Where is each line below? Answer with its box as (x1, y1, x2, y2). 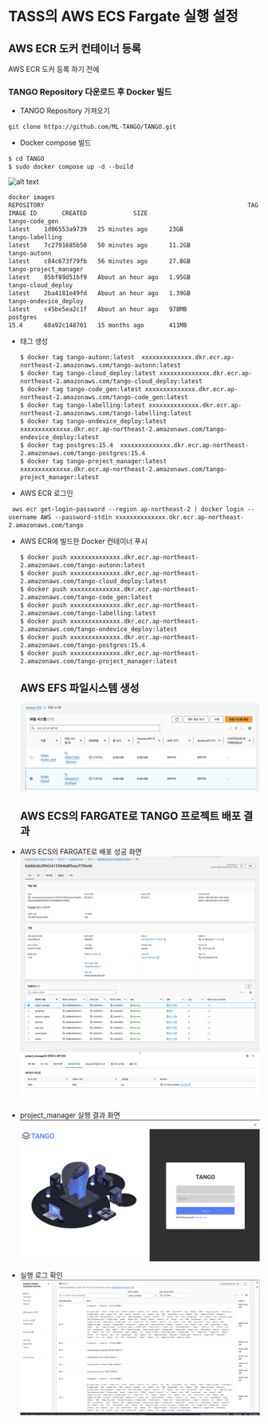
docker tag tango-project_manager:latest (27, 458, 167, 466)
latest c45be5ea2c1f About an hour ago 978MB (8, 306, 187, 314)
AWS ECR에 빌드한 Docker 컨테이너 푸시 (19, 537, 148, 546)
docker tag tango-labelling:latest (27, 402, 146, 410)
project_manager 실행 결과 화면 (19, 1110, 121, 1120)
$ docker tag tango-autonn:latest (19, 354, 135, 362)
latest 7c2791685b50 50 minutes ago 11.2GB (8, 242, 191, 250)
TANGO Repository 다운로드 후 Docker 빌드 (8, 86, 172, 97)
